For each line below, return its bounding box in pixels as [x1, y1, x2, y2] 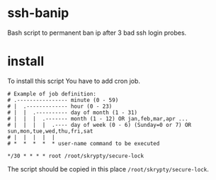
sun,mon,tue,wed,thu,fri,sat [7, 128, 93, 135]
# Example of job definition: [7, 90, 97, 97]
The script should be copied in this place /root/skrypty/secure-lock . [7, 164, 209, 173]
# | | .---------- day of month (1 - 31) [7, 108, 138, 116]
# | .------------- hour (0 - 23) [7, 103, 113, 110]
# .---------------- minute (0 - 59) [7, 96, 119, 103]
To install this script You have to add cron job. [7, 77, 140, 85]
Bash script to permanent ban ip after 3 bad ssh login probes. [7, 28, 187, 37]
